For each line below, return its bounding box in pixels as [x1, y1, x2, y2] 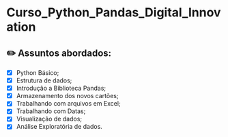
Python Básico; [16, 69, 59, 76]
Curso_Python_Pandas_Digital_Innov [6, 5, 221, 20]
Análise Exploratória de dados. [16, 123, 103, 131]
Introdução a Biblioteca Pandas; [16, 84, 106, 93]
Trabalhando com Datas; [16, 107, 86, 115]
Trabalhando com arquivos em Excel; [16, 100, 121, 108]
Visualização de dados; [16, 115, 83, 123]
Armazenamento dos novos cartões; [16, 92, 119, 100]
